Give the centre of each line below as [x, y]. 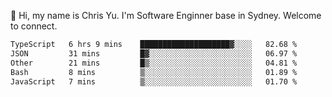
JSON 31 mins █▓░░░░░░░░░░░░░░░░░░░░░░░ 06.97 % [154, 53]
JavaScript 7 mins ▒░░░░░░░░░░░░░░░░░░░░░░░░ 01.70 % [154, 81]
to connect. [34, 26]
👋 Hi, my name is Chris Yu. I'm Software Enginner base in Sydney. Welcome [166, 15]
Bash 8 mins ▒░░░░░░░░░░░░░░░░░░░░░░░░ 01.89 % [154, 72]
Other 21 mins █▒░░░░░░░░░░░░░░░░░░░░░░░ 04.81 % [154, 63]
